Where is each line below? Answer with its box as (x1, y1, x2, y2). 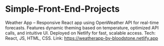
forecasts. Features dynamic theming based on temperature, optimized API (5, 24, 159, 30)
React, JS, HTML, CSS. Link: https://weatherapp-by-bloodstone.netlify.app (5, 35, 158, 41)
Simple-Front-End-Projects (5, 3, 120, 15)
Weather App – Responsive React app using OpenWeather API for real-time (5, 20, 159, 25)
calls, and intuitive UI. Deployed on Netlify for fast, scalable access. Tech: (5, 30, 156, 36)
